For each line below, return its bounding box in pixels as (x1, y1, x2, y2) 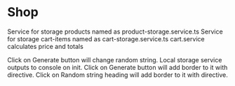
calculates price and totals (7, 42, 84, 50)
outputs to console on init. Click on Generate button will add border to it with (7, 63, 228, 71)
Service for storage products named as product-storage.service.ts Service (7, 27, 223, 36)
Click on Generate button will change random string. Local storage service (7, 55, 222, 64)
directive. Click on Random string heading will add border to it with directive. (7, 71, 228, 79)
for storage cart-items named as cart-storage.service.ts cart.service (7, 34, 205, 43)
